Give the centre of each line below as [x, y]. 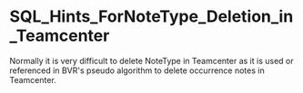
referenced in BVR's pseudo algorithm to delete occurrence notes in [137, 70]
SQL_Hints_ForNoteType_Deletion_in [151, 17]
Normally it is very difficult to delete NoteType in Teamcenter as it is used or [151, 60]
